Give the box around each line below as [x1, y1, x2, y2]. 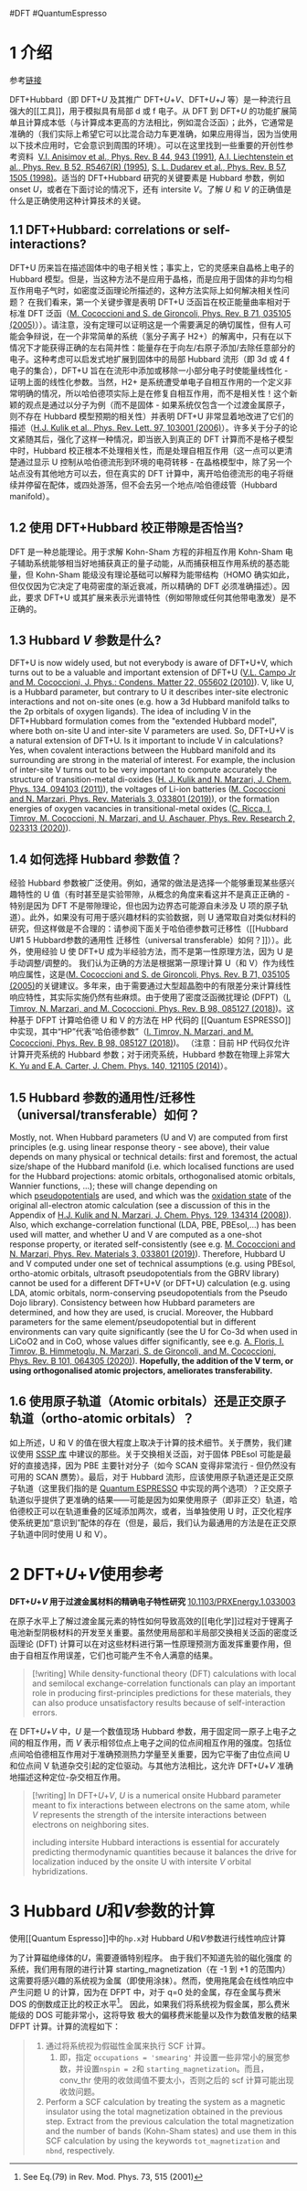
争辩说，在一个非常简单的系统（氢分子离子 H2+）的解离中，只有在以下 [25, 330, 292, 341]
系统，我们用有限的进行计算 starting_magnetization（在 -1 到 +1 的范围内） [9, 1963, 291, 1974]
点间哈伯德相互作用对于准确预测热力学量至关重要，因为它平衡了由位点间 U [9, 1748, 291, 1759]
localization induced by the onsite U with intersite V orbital [31, 1856, 251, 1867]
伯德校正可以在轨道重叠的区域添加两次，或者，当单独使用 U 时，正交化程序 [9, 1505, 292, 1517]
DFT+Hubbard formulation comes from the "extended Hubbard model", [9, 715, 277, 726]
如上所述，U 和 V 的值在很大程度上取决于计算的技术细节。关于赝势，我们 [9, 1436, 284, 1448]
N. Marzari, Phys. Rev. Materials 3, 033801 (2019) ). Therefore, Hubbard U [9, 1249, 286, 1259]
